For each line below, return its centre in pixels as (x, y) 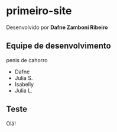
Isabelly (24, 84)
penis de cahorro (27, 60)
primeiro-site (39, 11)
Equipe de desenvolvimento (58, 46)
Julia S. (24, 78)
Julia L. (23, 91)
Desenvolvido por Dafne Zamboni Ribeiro (57, 27)
